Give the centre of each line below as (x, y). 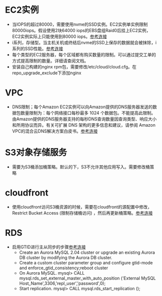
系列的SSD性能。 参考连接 (37, 49)
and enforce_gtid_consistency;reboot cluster (64, 268)
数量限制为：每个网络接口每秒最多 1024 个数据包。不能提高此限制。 (88, 113)
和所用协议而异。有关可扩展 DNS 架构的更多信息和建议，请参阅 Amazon (84, 125)
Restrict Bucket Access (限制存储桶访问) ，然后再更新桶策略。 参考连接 (82, 213)
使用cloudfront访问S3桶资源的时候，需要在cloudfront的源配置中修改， (82, 207)
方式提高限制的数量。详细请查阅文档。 (50, 61)
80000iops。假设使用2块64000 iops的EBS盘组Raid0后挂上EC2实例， (81, 30)
